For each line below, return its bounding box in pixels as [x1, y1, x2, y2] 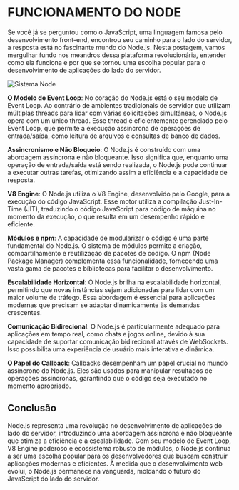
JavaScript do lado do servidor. [7, 474, 100, 483]
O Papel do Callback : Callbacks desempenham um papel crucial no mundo [7, 359, 228, 367]
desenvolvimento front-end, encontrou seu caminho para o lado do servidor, [7, 35, 233, 44]
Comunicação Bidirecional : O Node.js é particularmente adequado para [7, 322, 220, 331]
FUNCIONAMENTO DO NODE [7, 4, 182, 21]
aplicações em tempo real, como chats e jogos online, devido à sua [7, 329, 205, 338]
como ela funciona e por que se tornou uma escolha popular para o [7, 58, 205, 66]
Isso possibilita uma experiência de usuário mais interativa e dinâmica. [7, 344, 215, 354]
